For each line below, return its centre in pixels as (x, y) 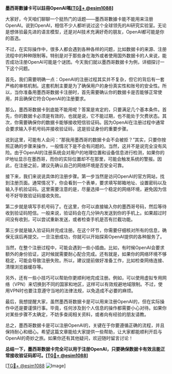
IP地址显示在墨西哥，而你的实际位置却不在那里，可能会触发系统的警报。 (81, 159)
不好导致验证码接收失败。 (37, 195)
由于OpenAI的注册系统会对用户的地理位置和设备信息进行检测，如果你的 (89, 153)
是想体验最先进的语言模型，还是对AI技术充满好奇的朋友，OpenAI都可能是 (83, 32)
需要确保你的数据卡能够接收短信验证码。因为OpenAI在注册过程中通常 (92, 122)
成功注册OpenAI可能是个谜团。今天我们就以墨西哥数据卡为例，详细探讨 (85, 62)
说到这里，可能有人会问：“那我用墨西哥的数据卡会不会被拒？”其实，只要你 (84, 140)
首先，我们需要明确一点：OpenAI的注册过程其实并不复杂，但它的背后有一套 (85, 79)
